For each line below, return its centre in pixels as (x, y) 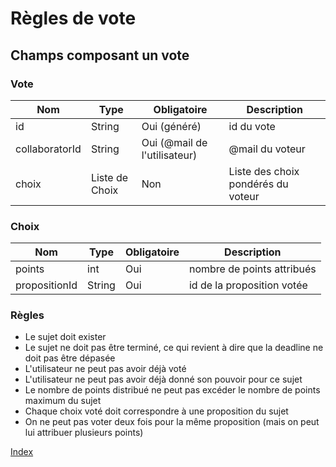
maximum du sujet (63, 401)
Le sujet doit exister (65, 337)
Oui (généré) (171, 126)
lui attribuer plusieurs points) (84, 433)
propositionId (46, 285)
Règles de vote (73, 18)
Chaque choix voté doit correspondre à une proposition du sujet (156, 411)
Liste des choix (264, 171)
